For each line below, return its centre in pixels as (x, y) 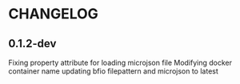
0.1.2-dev (32, 44)
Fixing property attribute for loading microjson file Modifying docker (120, 62)
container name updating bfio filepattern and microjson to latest (113, 71)
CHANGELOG (53, 14)
